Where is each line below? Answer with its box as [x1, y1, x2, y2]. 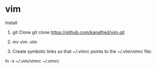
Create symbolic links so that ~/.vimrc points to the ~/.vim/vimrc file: [12, 48, 152, 54]
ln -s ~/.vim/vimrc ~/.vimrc [5, 58, 59, 64]
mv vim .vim [12, 38, 37, 45]
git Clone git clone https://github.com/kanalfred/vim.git [12, 29, 125, 35]
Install [5, 20, 17, 26]
